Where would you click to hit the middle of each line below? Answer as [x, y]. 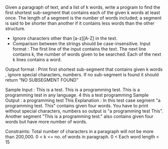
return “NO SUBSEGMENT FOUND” [42, 80]
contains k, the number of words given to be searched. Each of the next [87, 54]
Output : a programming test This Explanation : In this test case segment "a [83, 100]
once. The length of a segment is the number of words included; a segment [83, 18]
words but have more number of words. [46, 122]
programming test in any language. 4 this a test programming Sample [77, 95]
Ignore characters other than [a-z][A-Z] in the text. [65, 38]
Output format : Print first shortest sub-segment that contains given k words [84, 69]
